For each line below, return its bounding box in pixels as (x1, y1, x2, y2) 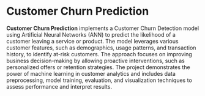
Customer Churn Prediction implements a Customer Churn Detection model (6, 24, 199, 32)
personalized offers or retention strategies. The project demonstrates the (6, 63, 191, 71)
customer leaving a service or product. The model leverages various (6, 37, 179, 45)
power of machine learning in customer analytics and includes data (6, 70, 176, 77)
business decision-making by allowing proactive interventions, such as (6, 57, 185, 64)
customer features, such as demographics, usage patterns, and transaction (6, 44, 196, 51)
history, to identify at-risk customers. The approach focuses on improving (6, 50, 193, 57)
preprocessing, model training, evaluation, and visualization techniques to (6, 76, 193, 84)
